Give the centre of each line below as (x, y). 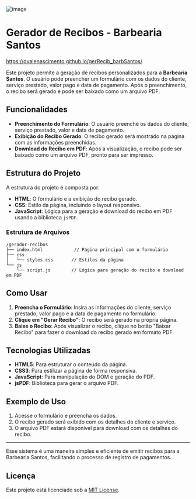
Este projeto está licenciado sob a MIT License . (63, 490)
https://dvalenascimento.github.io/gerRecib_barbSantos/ (74, 61)
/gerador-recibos (27, 245)
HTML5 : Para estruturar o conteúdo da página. (71, 364)
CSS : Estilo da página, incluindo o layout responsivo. (78, 205)
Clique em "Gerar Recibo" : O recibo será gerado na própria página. (96, 319)
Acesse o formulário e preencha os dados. (66, 416)
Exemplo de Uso (36, 402)
